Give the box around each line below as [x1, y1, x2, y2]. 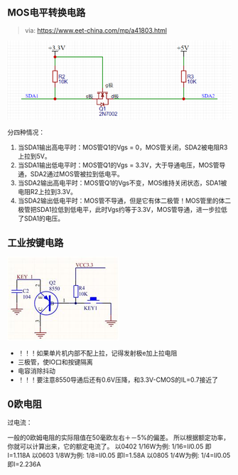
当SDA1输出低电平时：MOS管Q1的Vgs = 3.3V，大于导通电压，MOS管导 [17, 161, 226, 169]
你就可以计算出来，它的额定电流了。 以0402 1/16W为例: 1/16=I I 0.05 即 [7, 442, 212, 451]
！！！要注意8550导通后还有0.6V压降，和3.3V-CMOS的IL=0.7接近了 [17, 375, 219, 384]
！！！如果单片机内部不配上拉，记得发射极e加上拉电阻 [17, 348, 178, 357]
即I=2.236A [7, 460, 41, 469]
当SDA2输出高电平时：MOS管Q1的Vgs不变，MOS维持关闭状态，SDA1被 [17, 178, 227, 187]
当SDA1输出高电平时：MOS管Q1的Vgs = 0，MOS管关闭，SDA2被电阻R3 [17, 143, 228, 151]
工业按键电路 [7, 237, 64, 249]
